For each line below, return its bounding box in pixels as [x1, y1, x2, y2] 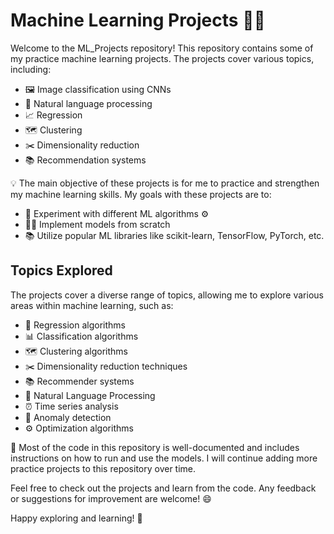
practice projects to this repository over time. [10, 462, 197, 474]
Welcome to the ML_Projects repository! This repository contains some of [10, 42, 314, 54]
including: [10, 63, 52, 75]
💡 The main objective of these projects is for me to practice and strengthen [10, 177, 320, 189]
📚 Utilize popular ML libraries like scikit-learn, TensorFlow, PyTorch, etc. [24, 229, 325, 241]
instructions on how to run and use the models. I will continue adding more [10, 452, 318, 464]
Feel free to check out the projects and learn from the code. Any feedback [10, 482, 317, 494]
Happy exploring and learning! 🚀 [10, 512, 143, 524]
